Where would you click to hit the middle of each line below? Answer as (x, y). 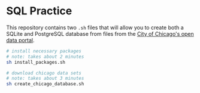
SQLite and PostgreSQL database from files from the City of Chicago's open (100, 33)
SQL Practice (39, 11)
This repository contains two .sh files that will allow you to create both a (95, 27)
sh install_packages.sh (36, 62)
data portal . (20, 40)
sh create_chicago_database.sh (45, 84)
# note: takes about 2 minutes (45, 57)
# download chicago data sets (44, 73)
